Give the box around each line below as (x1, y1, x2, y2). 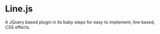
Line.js (5, 3, 33, 14)
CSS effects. (5, 24, 30, 30)
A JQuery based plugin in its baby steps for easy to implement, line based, (5, 19, 155, 25)
